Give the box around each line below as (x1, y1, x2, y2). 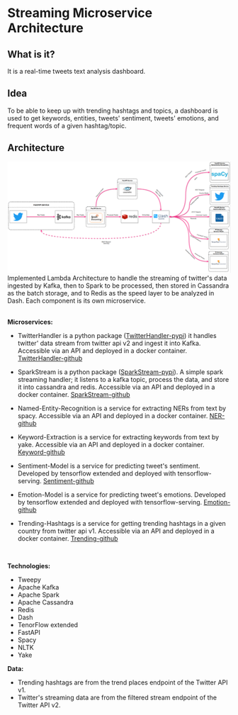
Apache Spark (17, 590, 60, 599)
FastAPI (17, 629, 40, 637)
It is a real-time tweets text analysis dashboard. (7, 67, 146, 75)
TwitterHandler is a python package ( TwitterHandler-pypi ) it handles (17, 332, 217, 340)
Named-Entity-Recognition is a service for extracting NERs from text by (17, 404, 227, 412)
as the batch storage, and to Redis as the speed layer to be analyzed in (7, 289, 215, 298)
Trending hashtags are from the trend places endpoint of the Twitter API (17, 678, 228, 687)
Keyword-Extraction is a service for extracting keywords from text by (17, 433, 220, 441)
